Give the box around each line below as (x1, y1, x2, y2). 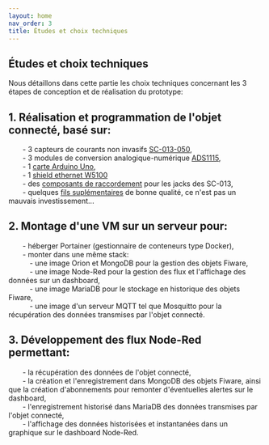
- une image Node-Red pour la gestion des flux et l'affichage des (29, 266, 246, 276)
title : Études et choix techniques (8, 27, 128, 35)
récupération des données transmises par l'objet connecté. (8, 309, 205, 320)
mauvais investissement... (8, 196, 95, 206)
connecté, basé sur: (8, 123, 111, 137)
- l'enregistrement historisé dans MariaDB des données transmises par (23, 401, 258, 411)
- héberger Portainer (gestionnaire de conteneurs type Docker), (23, 240, 234, 251)
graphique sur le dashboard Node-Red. (8, 427, 139, 437)
